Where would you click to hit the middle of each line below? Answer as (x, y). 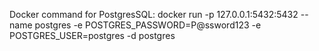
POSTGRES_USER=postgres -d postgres (92, 35)
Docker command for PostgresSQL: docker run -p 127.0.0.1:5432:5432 (154, 14)
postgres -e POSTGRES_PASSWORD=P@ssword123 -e (148, 25)
